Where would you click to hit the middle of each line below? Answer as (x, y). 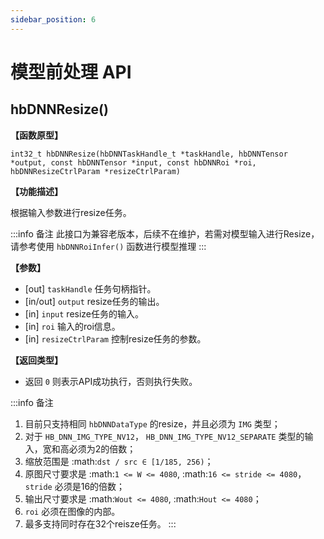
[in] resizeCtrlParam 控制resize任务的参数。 (115, 338)
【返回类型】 (36, 360)
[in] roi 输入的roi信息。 (72, 326)
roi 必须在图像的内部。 (72, 511)
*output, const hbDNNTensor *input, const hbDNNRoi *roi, (133, 162)
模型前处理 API (71, 72)
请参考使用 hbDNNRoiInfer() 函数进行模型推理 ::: (108, 246)
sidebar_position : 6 (53, 19)
